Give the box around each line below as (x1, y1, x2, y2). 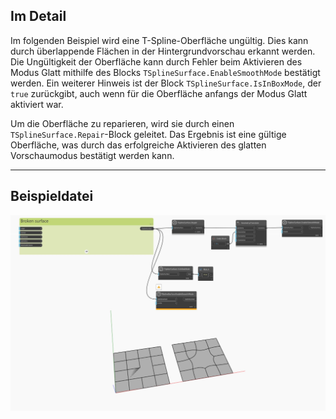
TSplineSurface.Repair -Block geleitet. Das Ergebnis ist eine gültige (10, 128, 287, 140)
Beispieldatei (10, 188, 94, 205)
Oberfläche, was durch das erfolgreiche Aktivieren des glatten (10, 139, 267, 151)
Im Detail (10, 8, 67, 25)
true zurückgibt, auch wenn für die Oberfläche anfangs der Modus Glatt (10, 87, 308, 99)
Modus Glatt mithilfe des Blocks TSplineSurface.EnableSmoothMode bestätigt (10, 66, 321, 78)
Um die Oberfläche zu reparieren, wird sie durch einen (10, 117, 235, 129)
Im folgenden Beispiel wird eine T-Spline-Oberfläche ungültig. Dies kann (10, 34, 309, 46)
